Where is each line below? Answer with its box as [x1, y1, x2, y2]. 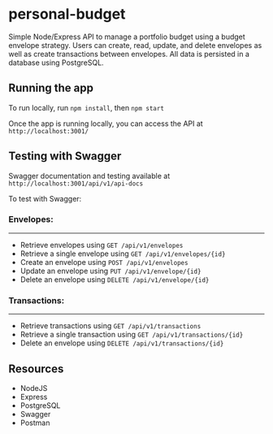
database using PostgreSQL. [8, 58, 104, 67]
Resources [8, 362, 64, 375]
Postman [19, 418, 50, 427]
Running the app [8, 81, 93, 95]
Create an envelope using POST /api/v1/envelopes [19, 257, 188, 267]
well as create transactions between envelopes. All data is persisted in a [8, 49, 250, 59]
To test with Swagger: [8, 193, 82, 203]
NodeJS [19, 383, 48, 393]
